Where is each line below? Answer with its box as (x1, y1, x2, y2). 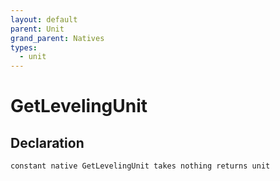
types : (10, 42, 38, 53)
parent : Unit (10, 24, 65, 34)
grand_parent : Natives (10, 33, 105, 43)
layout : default (10, 14, 78, 25)
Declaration (10, 134, 85, 151)
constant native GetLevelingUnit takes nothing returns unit (10, 161, 271, 171)
